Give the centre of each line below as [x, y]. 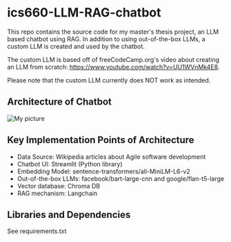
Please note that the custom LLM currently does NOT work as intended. [109, 80]
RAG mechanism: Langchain [57, 193]
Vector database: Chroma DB [59, 186]
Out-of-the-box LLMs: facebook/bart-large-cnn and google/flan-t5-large [121, 178]
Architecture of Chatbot [60, 102]
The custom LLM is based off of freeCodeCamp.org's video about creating [113, 59]
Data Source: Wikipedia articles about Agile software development [111, 157]
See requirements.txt [37, 231]
